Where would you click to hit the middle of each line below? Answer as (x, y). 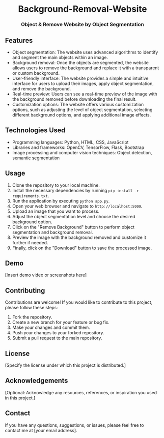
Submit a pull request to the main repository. (57, 338)
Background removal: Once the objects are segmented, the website (80, 62)
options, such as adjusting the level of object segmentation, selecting (82, 110)
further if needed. (30, 242)
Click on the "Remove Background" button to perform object (73, 227)
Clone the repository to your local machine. (56, 185)
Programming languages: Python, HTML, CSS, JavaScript (70, 142)
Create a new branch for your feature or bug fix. (61, 322)
